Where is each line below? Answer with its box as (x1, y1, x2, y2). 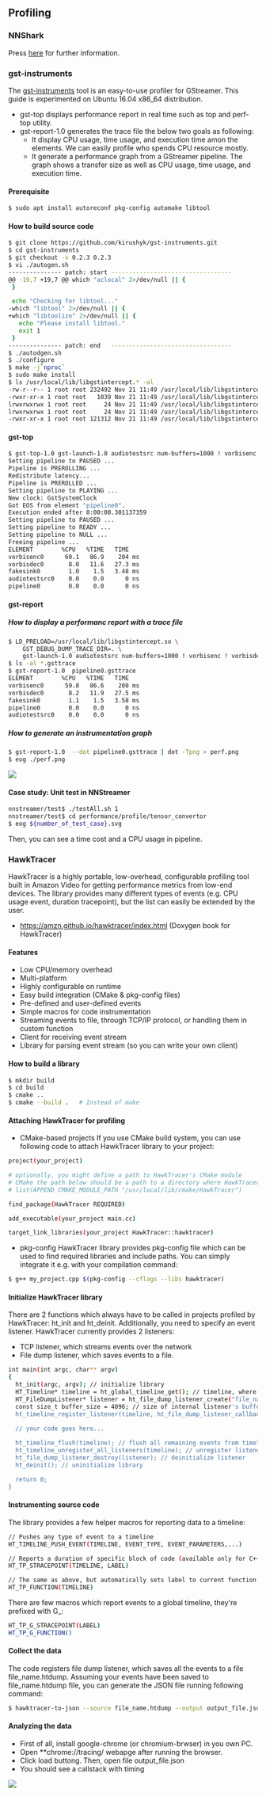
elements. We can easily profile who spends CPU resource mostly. (31, 143, 249, 153)
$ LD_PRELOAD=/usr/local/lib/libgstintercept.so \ (8, 637, 179, 645)
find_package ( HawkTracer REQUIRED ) (8, 1200, 126, 1208)
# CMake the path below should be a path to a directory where (8, 1178, 222, 1186)
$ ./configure (8, 356, 55, 364)
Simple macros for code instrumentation (19, 1007, 151, 1017)
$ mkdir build (8, 1076, 55, 1084)
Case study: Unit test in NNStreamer (8, 787, 131, 797)
